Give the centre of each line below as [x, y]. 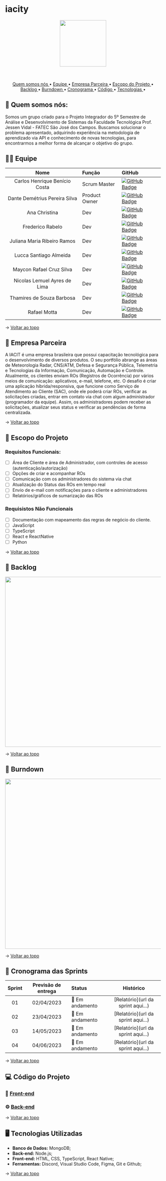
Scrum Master [99, 184]
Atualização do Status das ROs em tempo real [59, 485]
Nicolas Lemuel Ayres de [43, 281]
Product [91, 195]
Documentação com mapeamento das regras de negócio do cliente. [82, 520]
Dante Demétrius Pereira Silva [42, 198]
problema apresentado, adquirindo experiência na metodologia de [72, 133]
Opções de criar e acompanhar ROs [49, 473]
